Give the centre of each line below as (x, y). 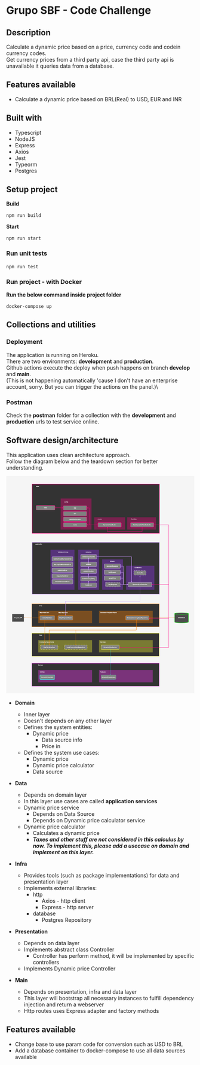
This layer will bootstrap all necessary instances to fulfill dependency (109, 998)
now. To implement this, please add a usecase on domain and (111, 846)
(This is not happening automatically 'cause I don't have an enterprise (92, 380)
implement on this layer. (63, 852)
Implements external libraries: (60, 888)
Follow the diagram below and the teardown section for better (82, 461)
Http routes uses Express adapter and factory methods (91, 1010)
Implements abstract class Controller (69, 949)
